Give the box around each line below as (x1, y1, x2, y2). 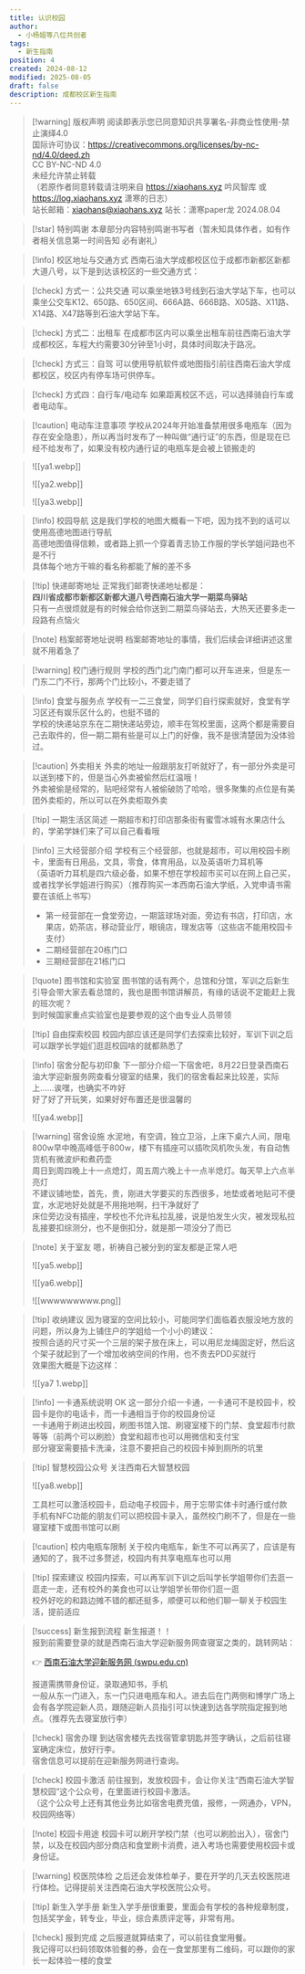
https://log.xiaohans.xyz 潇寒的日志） (31, 193, 173, 204)
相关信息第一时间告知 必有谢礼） (39, 235, 162, 246)
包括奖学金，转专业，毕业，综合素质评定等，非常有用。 (31, 1912, 239, 1923)
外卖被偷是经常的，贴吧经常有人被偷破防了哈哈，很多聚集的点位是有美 (31, 782, 296, 794)
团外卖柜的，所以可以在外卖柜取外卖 (31, 794, 168, 805)
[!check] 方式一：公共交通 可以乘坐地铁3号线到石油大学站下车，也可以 (31, 285, 296, 296)
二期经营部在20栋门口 (45, 944, 127, 955)
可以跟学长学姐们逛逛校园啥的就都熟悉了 (31, 1040, 184, 1051)
